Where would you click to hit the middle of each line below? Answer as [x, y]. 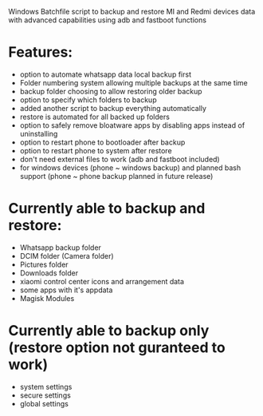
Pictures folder [44, 264]
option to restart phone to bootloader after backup [102, 142]
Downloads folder [49, 273]
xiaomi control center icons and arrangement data [102, 281]
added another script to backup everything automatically [113, 108]
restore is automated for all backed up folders [94, 117]
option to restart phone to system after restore [96, 150]
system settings [46, 386]
